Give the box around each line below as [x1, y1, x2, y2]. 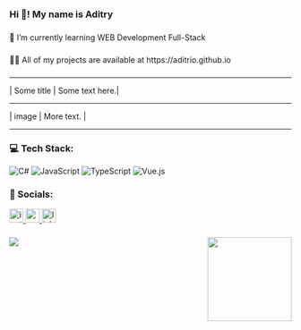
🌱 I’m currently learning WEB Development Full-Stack [9, 31, 206, 43]
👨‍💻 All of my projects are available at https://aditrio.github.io [9, 54, 231, 65]
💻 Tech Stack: [9, 142, 74, 155]
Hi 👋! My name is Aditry [9, 8, 114, 21]
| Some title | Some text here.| [9, 85, 119, 96]
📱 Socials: [9, 188, 54, 200]
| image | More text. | [9, 111, 87, 122]
